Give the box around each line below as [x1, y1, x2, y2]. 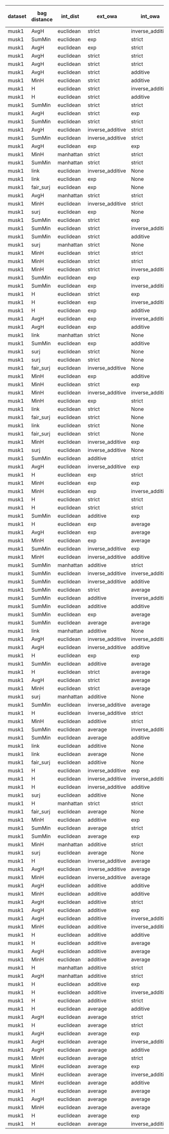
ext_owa [96, 13, 117, 20]
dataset [8, 13, 27, 20]
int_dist [61, 13, 79, 20]
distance [31, 16, 53, 23]
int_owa [140, 13, 160, 20]
